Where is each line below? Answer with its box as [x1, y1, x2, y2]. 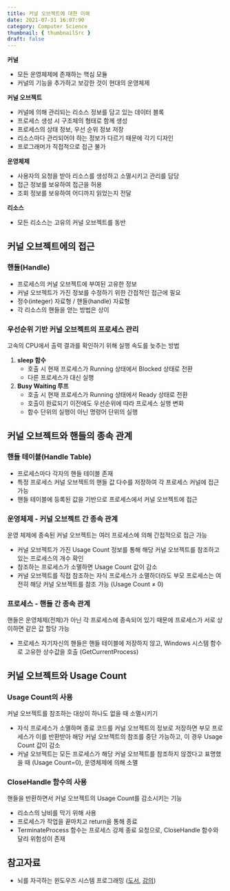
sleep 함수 [17, 356, 47, 365]
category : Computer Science [7, 23, 88, 30]
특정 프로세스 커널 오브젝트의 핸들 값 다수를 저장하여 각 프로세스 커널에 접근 [17, 478, 220, 486]
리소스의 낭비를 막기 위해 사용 [17, 809, 96, 817]
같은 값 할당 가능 [25, 624, 70, 633]
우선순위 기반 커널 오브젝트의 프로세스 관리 [7, 325, 139, 334]
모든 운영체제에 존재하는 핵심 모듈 [17, 70, 108, 79]
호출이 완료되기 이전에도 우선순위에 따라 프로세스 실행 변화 [27, 399, 185, 407]
